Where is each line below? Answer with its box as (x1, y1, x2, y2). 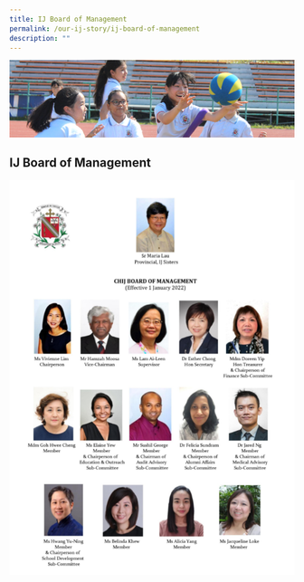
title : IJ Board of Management (9, 14, 128, 24)
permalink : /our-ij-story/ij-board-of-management (9, 24, 201, 33)
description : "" (9, 33, 71, 43)
